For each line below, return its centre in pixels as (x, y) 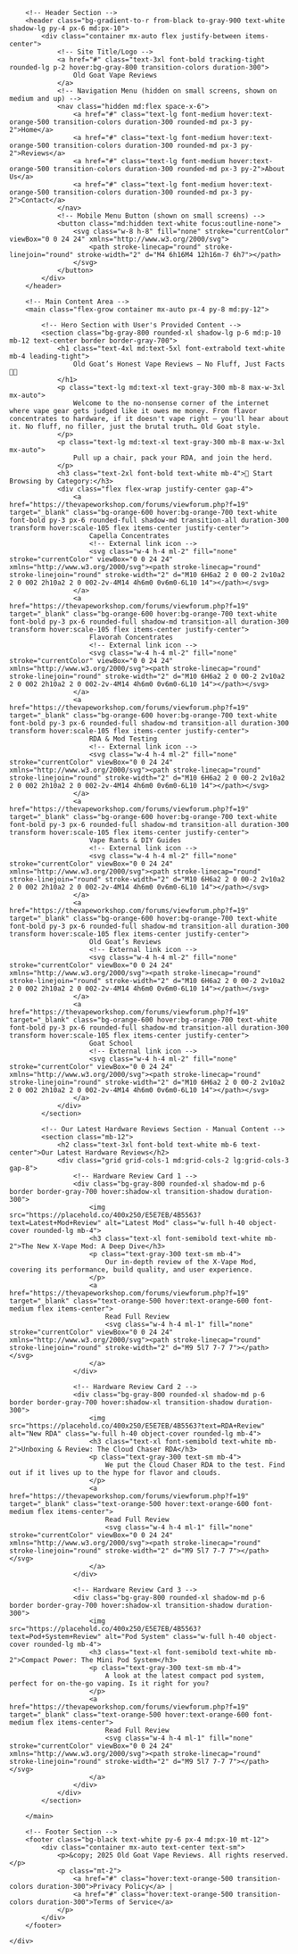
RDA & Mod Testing (123, 739)
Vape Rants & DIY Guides (135, 840)
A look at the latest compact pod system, (185, 1676)
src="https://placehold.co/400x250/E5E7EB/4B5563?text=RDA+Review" (137, 1426)
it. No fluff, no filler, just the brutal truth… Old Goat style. (135, 426)
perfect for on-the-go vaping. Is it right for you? (109, 1684)
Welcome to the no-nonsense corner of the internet (171, 403)
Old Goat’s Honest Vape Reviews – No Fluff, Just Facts (179, 364)
